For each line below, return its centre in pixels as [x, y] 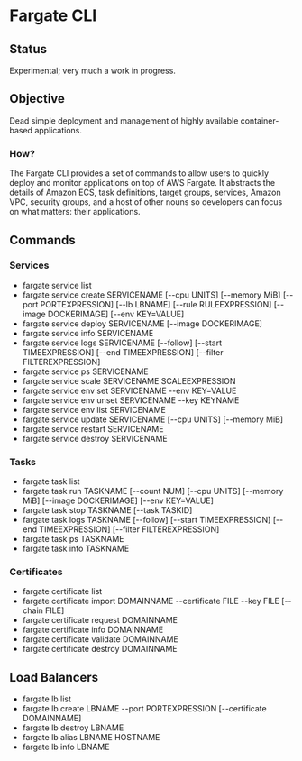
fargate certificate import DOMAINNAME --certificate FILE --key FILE [151, 601]
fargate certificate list [62, 591]
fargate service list [57, 285]
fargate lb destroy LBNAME [73, 728]
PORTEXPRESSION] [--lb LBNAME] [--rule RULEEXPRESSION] [156, 304]
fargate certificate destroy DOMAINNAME [100, 649]
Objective [37, 99]
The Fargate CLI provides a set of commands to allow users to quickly [139, 173]
